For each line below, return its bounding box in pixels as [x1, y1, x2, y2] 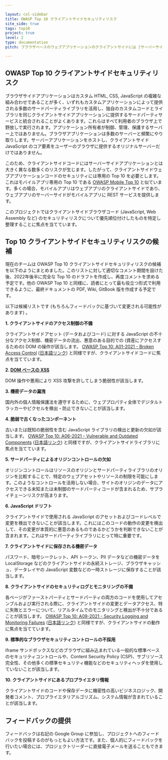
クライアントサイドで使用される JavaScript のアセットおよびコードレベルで [5, 514, 161, 520]
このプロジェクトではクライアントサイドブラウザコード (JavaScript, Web [5, 209, 156, 215]
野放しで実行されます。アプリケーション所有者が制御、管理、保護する [5, 124, 149, 130]
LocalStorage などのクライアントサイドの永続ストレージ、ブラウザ [5, 560, 144, 566]
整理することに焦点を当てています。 [5, 221, 80, 227]
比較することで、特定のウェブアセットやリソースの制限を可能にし [18, 473, 154, 479]
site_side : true [5, 21, 39, 26]
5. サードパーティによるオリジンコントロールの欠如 [5, 457, 111, 463]
